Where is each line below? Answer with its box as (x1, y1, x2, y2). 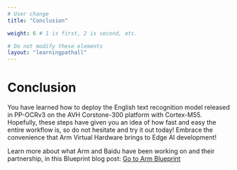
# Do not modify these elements (7, 42, 103, 50)
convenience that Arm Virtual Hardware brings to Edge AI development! (7, 133, 217, 142)
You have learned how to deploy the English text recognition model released (7, 103, 231, 112)
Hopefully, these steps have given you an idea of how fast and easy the (7, 118, 216, 127)
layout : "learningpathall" (7, 49, 87, 57)
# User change (7, 10, 50, 18)
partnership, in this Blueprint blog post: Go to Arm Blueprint (7, 154, 181, 163)
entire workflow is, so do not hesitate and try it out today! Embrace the (7, 125, 214, 135)
